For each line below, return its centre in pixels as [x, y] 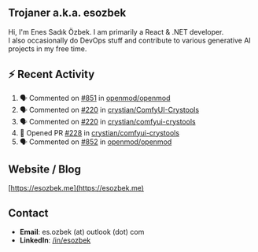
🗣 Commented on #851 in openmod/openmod [95, 98]
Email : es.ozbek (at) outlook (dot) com [82, 232]
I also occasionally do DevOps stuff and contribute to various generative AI [130, 40]
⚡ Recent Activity [52, 74]
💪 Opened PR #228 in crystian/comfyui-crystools [99, 132]
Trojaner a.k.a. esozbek [67, 13]
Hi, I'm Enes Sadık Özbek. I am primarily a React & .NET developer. [116, 31]
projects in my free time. [48, 48]
